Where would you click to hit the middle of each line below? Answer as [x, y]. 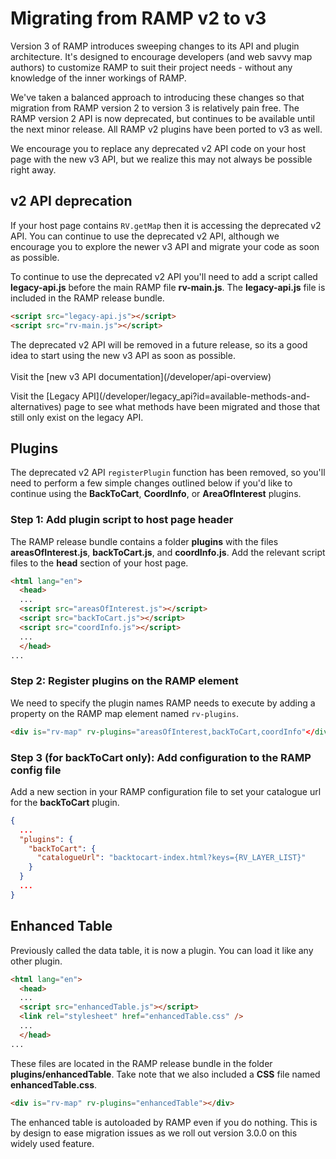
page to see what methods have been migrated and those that [192, 406]
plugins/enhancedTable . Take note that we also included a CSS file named [165, 1074]
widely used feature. [52, 1143]
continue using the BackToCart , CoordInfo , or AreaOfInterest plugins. [156, 494]
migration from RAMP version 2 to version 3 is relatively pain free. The [155, 108]
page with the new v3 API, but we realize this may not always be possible [161, 159]
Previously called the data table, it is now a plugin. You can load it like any [162, 950]
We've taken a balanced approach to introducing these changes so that [157, 97]
